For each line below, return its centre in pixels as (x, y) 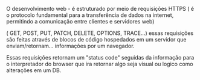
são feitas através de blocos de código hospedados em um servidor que (96, 39)
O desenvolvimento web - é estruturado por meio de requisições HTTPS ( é (100, 9)
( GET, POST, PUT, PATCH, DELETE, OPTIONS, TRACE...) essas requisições (100, 33)
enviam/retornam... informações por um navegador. (70, 46)
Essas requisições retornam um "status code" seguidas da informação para (100, 57)
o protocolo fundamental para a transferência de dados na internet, (90, 15)
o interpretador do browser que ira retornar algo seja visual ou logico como (100, 64)
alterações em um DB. (34, 70)
